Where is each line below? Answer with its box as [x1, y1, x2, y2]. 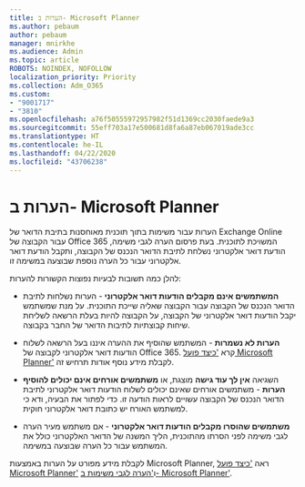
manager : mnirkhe [9, 38, 76, 48]
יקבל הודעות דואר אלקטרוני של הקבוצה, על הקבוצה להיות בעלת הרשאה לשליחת [22, 310, 297, 321]
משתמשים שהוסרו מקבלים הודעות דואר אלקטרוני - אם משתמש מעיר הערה [22, 421, 290, 432]
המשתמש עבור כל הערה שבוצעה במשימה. [22, 441, 168, 451]
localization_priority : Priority [9, 73, 137, 82]
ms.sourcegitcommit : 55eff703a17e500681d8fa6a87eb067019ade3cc [9, 124, 255, 133]
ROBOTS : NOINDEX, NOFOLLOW [9, 65, 112, 74]
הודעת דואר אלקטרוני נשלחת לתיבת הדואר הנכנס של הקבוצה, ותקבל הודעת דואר [9, 246, 286, 257]
